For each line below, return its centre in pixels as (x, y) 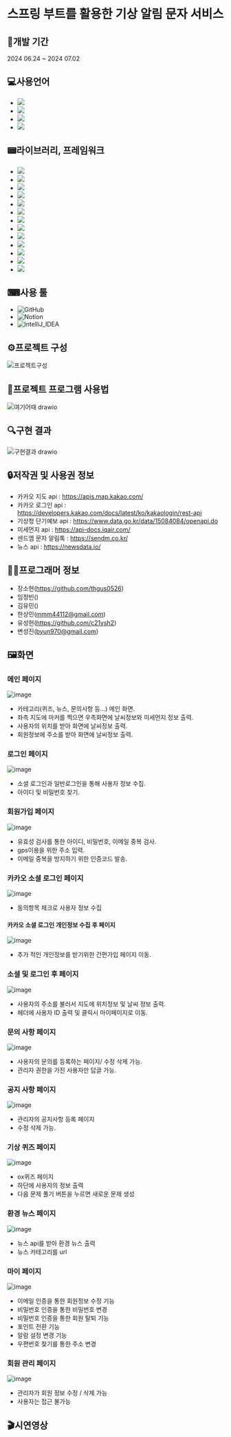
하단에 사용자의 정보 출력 (50, 1185)
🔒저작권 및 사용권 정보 (51, 475)
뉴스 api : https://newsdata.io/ (59, 547)
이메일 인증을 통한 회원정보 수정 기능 (66, 1301)
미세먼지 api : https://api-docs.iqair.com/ (74, 529)
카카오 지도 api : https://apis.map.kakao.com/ (80, 496)
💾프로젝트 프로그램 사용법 (58, 389)
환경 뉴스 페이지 (32, 1214)
